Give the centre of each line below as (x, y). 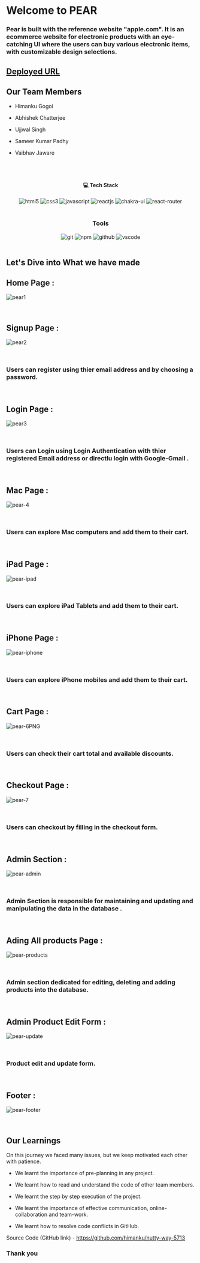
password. (22, 377)
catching (19, 45)
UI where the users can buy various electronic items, (112, 45)
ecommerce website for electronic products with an (83, 37)
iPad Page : (28, 564)
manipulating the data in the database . (64, 908)
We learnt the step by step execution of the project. (78, 1197)
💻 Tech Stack (101, 185)
